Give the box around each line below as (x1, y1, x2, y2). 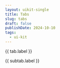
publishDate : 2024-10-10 (5, 26, 56, 31)
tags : (5, 30, 16, 35)
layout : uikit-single (5, 7, 49, 12)
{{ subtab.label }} (5, 58, 40, 64)
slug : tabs (5, 16, 27, 21)
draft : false (5, 21, 32, 26)
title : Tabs (5, 12, 29, 17)
